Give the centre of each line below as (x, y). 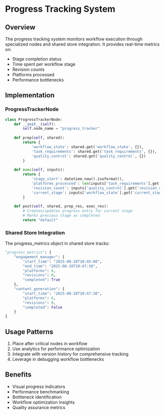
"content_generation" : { (39, 289)
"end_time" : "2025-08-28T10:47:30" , (60, 266)
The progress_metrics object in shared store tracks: (57, 243)
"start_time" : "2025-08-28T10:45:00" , (62, 262)
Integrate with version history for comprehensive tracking (70, 354)
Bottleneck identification (37, 397)
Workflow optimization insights (43, 402)
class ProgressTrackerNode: (34, 119)
